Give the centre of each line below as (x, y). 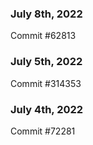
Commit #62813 (43, 36)
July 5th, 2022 (46, 62)
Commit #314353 (46, 83)
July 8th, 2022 (46, 14)
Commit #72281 (43, 131)
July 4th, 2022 (47, 109)
